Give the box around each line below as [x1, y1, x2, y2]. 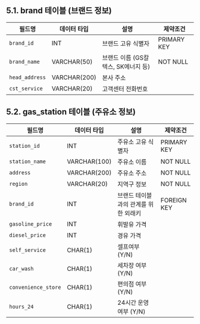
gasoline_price [9, 220, 52, 228]
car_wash [9, 265, 34, 272]
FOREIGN [160, 196, 187, 204]
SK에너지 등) [116, 62, 151, 70]
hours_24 [9, 303, 34, 310]
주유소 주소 [117, 169, 147, 177]
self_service [9, 247, 46, 253]
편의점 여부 [117, 279, 147, 288]
